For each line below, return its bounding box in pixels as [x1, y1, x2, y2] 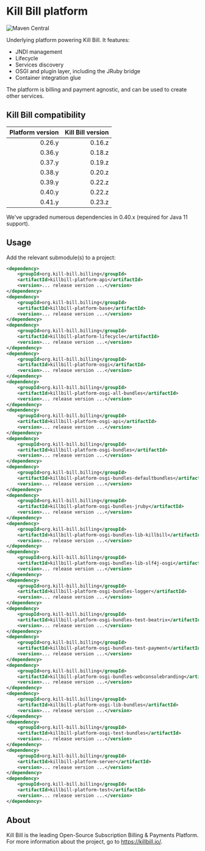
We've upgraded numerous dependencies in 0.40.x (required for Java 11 [6, 213, 188, 221]
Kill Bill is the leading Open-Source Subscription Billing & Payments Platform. [6, 831, 199, 839]
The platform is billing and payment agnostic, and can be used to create [6, 85, 187, 93]
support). [6, 219, 30, 227]
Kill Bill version [65, 128, 109, 137]
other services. [6, 92, 45, 99]
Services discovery [15, 61, 64, 68]
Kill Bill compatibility [6, 110, 86, 120]
